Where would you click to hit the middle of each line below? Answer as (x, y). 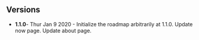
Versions (23, 10)
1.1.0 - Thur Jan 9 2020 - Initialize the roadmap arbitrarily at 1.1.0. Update (104, 24)
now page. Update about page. (53, 30)
